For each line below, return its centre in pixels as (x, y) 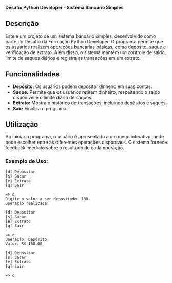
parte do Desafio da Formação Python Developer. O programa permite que (84, 41)
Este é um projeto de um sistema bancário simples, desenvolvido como (81, 36)
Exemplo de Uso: (27, 161)
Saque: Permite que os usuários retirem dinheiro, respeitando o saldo (86, 92)
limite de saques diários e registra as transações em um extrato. (73, 58)
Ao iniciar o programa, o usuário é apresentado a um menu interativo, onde (85, 137)
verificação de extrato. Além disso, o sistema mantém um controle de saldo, (86, 52)
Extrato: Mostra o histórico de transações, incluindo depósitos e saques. (90, 103)
